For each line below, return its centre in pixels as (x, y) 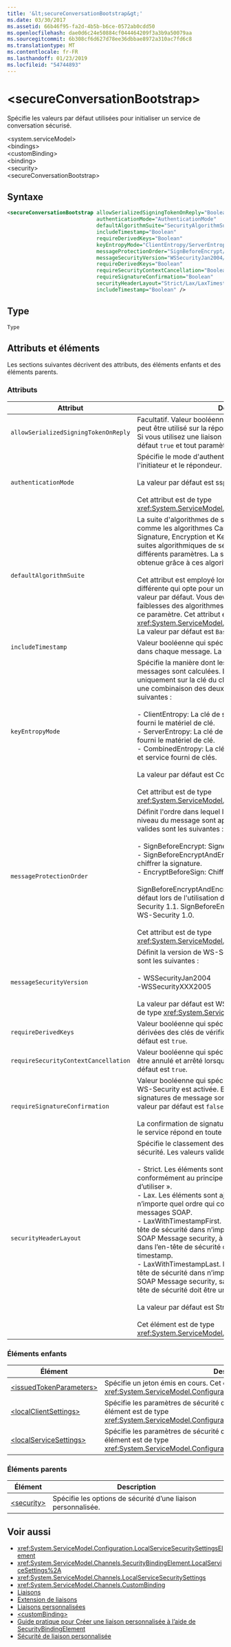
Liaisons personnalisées (51, 1607)
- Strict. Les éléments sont (180, 1169)
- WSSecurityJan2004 (174, 978)
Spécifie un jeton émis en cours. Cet (163, 1383)
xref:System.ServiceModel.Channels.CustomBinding (91, 1585)
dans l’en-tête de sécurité (179, 1246)
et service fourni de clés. (177, 757)
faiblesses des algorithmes (180, 605)
